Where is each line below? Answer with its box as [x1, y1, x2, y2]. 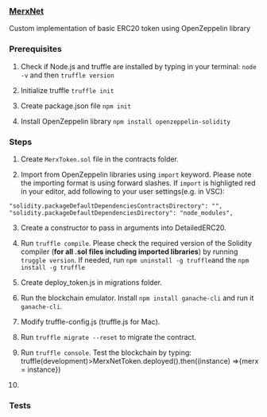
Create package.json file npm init [20, 101, 132, 111]
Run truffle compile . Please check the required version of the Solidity [20, 238, 253, 247]
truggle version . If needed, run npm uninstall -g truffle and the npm [20, 255, 250, 264]
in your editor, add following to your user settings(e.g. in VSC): [20, 186, 225, 196]
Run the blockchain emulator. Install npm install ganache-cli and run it [20, 293, 254, 302]
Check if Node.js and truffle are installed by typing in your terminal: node [20, 61, 257, 71]
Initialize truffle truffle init [20, 85, 114, 95]
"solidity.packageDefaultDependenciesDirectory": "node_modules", [9, 208, 234, 216]
